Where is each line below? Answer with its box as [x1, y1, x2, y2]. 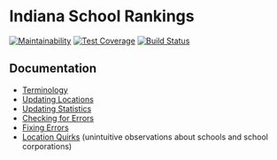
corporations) [21, 141, 73, 151]
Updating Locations [21, 94, 95, 104]
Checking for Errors [21, 112, 95, 123]
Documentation [9, 61, 97, 76]
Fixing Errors [21, 122, 69, 133]
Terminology [21, 84, 68, 95]
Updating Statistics [21, 103, 92, 114]
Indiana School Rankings [9, 6, 195, 27]
